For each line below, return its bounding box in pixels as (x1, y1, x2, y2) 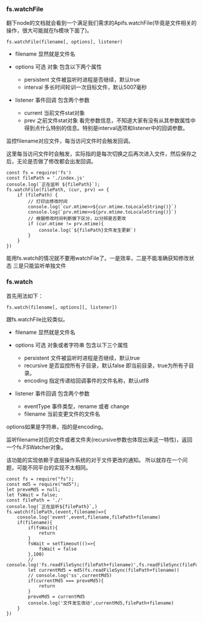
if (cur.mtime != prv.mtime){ (28, 221, 104, 227)
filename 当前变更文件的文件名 (24, 410, 101, 417)
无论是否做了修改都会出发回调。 (16, 158, 97, 165)
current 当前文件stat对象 (24, 110, 85, 117)
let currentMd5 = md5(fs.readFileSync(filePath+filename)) (28, 567, 180, 573)
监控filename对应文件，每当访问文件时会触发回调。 (6, 137, 134, 145)
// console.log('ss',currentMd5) (28, 572, 112, 578)
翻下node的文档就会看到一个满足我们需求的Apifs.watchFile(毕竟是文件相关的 (6, 19, 197, 27)
